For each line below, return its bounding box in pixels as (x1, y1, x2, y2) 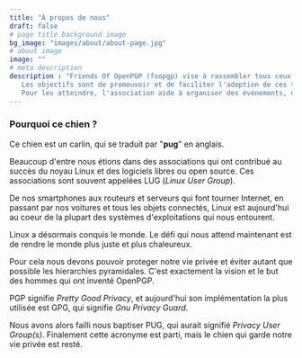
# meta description (9, 64, 83, 73)
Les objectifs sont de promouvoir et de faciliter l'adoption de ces (21, 80, 288, 89)
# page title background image (9, 30, 127, 39)
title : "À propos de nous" (9, 13, 111, 22)
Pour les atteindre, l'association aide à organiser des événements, (21, 88, 288, 97)
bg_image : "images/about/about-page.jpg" (9, 38, 167, 48)
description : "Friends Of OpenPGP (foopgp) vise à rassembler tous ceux (9, 72, 292, 81)
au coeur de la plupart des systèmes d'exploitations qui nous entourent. (9, 211, 276, 222)
